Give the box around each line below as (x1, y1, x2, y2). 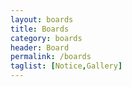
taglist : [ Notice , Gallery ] (10, 61, 123, 71)
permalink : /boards (10, 52, 92, 62)
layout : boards (10, 14, 74, 25)
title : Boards (10, 24, 70, 34)
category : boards (10, 33, 83, 43)
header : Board (10, 42, 70, 53)
